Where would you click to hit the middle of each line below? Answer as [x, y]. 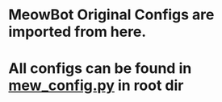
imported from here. [77, 32]
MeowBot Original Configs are [111, 15]
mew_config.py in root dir [96, 86]
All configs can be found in [100, 69]
